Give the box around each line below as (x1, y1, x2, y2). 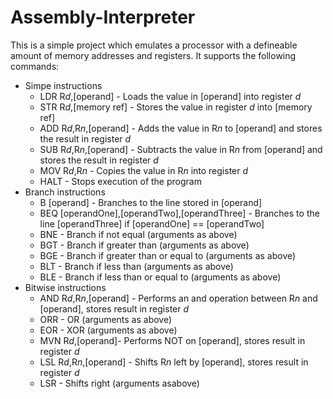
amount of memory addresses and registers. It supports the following (10, 49, 297, 61)
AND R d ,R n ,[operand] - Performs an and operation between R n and (39, 292, 318, 304)
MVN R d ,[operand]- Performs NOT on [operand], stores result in (39, 334, 306, 346)
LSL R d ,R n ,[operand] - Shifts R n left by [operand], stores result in (39, 356, 309, 368)
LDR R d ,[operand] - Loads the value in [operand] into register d (39, 90, 302, 102)
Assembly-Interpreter (10, 6, 196, 29)
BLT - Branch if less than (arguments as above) (39, 260, 234, 272)
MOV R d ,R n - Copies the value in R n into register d (39, 164, 249, 176)
